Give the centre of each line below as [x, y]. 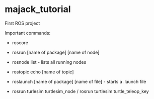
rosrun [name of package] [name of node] [56, 52]
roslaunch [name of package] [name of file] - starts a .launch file [79, 81]
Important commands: [28, 33]
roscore [20, 42]
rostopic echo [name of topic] [43, 72]
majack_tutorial [38, 9]
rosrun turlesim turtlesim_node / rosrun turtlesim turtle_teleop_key [80, 91]
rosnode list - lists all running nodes [49, 62]
